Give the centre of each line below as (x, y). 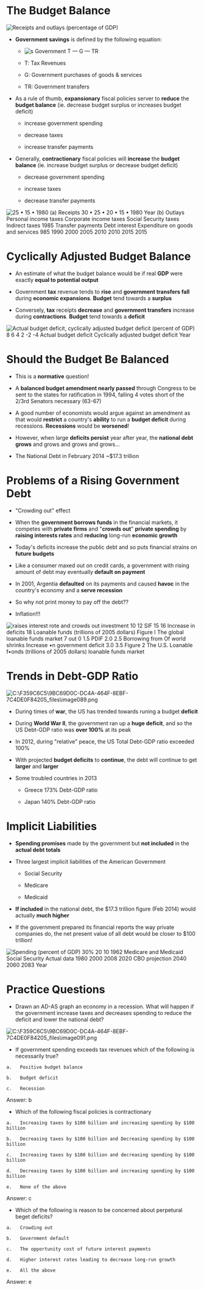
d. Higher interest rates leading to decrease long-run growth (91, 1260)
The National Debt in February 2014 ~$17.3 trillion (77, 456)
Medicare (36, 885)
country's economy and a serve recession (69, 590)
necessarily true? (37, 1056)
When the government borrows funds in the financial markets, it (97, 522)
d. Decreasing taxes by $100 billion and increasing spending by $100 (100, 1171)
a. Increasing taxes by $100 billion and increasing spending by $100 (100, 1123)
